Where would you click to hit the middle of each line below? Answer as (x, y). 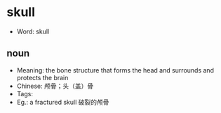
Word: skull (33, 31)
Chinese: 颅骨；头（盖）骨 (55, 86)
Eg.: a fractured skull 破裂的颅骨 (63, 102)
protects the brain (42, 77)
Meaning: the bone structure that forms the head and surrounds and (115, 70)
